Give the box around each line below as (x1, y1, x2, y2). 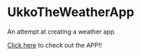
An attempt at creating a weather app (7, 27, 115, 36)
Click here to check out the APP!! (7, 41, 103, 49)
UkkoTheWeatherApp (7, 4, 135, 20)
